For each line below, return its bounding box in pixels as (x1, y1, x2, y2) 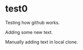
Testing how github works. (5, 19, 60, 25)
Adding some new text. (5, 29, 53, 35)
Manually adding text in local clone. (5, 38, 78, 45)
